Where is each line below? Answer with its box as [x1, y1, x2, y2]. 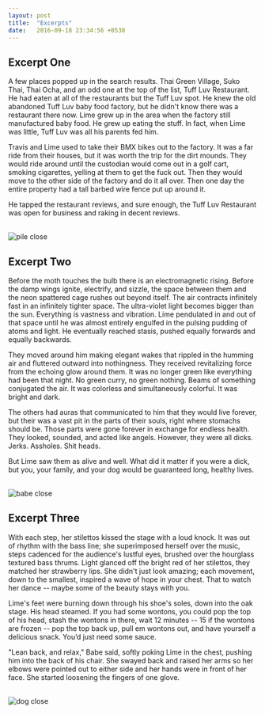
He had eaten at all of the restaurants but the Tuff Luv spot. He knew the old [8, 93, 256, 103]
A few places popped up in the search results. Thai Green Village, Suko [8, 77, 240, 86]
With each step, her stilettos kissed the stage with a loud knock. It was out [8, 532, 251, 542]
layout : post [8, 11, 51, 20]
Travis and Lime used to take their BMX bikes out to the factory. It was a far [8, 142, 254, 152]
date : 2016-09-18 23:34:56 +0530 [8, 26, 126, 34]
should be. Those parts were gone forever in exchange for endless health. [8, 424, 250, 434]
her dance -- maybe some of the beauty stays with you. [8, 583, 190, 592]
